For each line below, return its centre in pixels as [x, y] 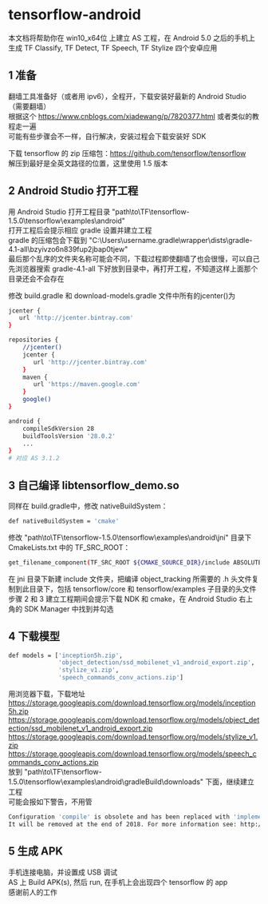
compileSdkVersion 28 [58, 428]
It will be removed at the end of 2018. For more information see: [123, 824]
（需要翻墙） [29, 106]
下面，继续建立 [229, 782]
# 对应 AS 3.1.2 [34, 458]
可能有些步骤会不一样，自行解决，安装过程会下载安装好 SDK [107, 136]
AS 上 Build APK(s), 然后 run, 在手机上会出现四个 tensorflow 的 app [118, 882]
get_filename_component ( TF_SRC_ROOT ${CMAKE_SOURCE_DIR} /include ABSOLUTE [135, 562]
